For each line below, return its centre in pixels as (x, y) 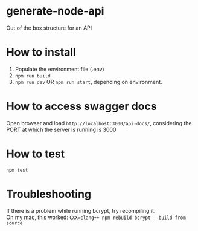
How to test (36, 154)
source (14, 223)
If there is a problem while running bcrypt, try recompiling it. (81, 210)
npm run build (33, 76)
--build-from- (171, 218)
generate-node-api (55, 11)
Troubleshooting (49, 194)
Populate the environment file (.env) (59, 69)
